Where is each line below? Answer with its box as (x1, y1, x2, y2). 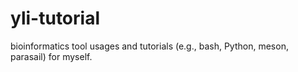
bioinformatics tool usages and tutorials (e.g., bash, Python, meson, (10, 40, 289, 52)
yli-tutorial (10, 7, 100, 30)
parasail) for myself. (10, 50, 93, 62)
